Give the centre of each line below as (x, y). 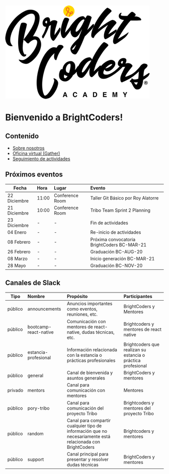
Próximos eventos (34, 175)
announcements (44, 309)
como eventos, (82, 309)
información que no (87, 431)
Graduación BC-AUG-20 (116, 251)
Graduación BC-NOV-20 (116, 266)
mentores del (137, 408)
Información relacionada (92, 349)
